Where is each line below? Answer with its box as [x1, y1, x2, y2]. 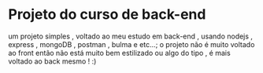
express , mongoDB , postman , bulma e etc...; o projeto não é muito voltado [8, 39, 255, 49]
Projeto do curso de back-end [8, 5, 206, 24]
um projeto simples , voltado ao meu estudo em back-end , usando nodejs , [8, 31, 254, 41]
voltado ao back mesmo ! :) [8, 57, 97, 66]
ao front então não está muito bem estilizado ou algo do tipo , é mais [8, 48, 231, 57]
